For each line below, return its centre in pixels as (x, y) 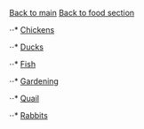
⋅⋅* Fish (23, 64)
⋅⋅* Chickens (32, 30)
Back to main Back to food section (72, 13)
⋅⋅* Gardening (34, 81)
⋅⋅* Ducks (27, 47)
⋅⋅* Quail (24, 98)
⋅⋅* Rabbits (29, 115)
